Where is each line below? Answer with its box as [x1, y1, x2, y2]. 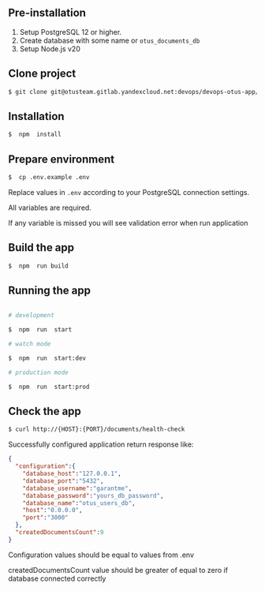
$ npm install [8, 130, 62, 139]
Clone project [8, 67, 77, 80]
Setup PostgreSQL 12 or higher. [19, 27, 122, 36]
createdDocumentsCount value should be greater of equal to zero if [8, 565, 229, 574]
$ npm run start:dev [8, 354, 87, 362]
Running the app [8, 283, 91, 297]
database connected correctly [8, 574, 106, 583]
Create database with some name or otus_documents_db [19, 36, 200, 45]
